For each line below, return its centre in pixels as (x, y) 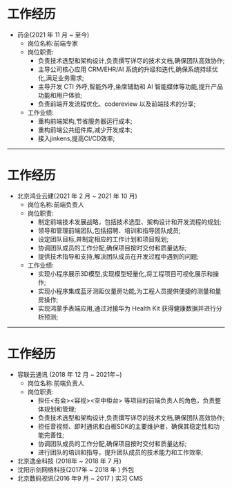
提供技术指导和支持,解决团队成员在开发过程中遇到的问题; (118, 256)
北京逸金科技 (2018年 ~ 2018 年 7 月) (69, 461)
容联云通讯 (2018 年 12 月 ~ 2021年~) (69, 374)
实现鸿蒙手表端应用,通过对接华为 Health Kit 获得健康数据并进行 (127, 308)
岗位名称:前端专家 (52, 43)
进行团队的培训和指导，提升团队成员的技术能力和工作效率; (120, 452)
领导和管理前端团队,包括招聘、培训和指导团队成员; (109, 230)
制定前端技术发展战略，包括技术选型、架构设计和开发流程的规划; (129, 221)
